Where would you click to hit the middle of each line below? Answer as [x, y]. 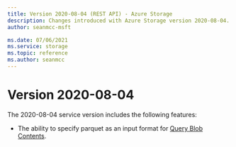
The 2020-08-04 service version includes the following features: [102, 114]
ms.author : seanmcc [36, 60]
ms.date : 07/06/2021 [38, 40]
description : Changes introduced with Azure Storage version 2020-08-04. [119, 21]
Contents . [32, 136]
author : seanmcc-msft [39, 27]
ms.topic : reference [38, 53]
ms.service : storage [38, 47]
